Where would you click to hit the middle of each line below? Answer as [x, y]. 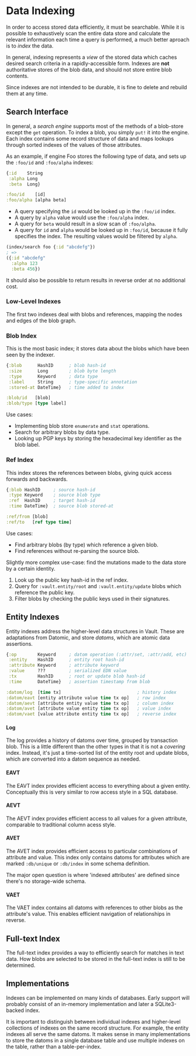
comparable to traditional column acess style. [61, 824]
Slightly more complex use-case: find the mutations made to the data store [96, 562]
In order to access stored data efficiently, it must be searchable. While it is [95, 27]
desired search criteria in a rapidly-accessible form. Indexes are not [88, 63]
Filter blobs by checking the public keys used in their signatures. [92, 598]
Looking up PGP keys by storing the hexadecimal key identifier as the [98, 438]
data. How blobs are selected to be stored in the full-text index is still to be [96, 959]
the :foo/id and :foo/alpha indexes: [50, 162]
